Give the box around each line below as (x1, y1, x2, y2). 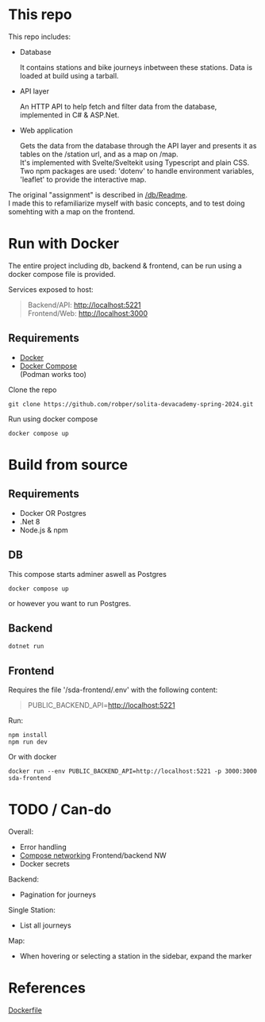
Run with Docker (8, 235, 120, 253)
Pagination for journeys (19, 890, 97, 900)
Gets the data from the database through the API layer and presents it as (19, 140, 257, 150)
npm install (8, 732, 48, 740)
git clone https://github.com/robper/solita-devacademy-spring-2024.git (8, 400, 254, 408)
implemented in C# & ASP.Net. (19, 109, 120, 120)
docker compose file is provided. (8, 269, 116, 279)
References (8, 979, 86, 997)
